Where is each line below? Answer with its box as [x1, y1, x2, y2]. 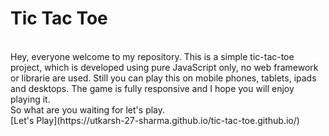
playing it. [10, 93, 51, 105]
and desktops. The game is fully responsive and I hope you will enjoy [10, 82, 295, 94]
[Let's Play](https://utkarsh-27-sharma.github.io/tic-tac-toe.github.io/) [10, 114, 300, 126]
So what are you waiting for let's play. [10, 103, 166, 116]
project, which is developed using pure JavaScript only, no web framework [10, 61, 319, 73]
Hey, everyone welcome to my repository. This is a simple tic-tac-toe [10, 50, 295, 62]
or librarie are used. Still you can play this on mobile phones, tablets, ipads [10, 72, 317, 84]
